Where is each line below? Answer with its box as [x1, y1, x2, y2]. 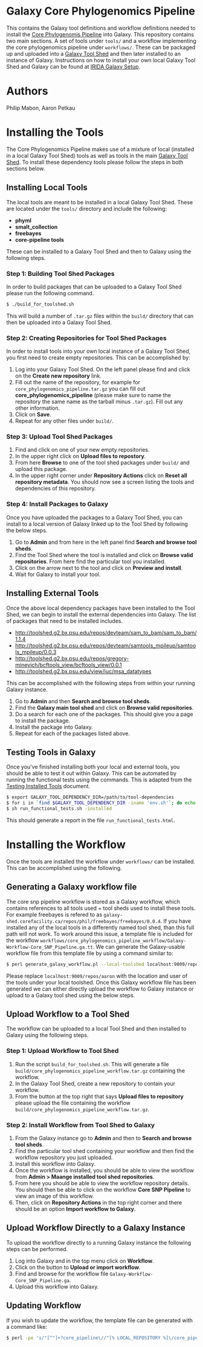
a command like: [6, 1323, 47, 1330]
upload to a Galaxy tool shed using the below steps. [6, 991, 135, 998]
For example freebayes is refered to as [6, 911, 103, 918]
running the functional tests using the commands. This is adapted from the [6, 776, 192, 783]
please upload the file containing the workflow [14, 1099, 131, 1106]
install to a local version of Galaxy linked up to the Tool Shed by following [6, 520, 188, 527]
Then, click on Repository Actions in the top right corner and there [14, 1198, 182, 1206]
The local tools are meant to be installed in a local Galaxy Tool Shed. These [6, 198, 193, 206]
